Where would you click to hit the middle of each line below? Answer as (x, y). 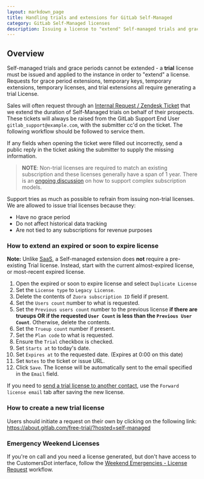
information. (22, 156)
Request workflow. (30, 469)
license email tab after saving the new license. (66, 392)
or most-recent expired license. (46, 272)
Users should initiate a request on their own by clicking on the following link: (102, 421)
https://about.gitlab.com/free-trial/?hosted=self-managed (79, 427)
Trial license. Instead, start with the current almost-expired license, (111, 265)
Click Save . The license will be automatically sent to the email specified (104, 367)
